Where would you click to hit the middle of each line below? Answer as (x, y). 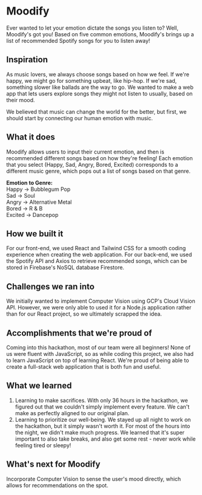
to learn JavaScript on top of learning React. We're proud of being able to (98, 360)
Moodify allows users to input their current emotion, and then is (85, 152)
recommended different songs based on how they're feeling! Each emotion (99, 158)
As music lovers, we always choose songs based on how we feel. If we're (98, 74)
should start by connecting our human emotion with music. (80, 118)
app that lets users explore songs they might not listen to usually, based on (99, 93)
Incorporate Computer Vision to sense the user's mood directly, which (94, 479)
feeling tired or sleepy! (43, 445)
